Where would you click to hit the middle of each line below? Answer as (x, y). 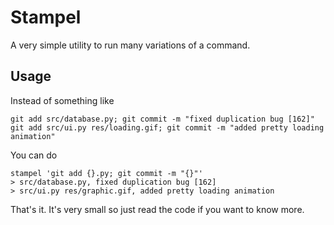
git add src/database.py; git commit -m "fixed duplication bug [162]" (162, 119)
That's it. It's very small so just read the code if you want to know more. (157, 209)
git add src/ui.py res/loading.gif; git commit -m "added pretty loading (167, 127)
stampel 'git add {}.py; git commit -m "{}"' (106, 173)
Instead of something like (62, 100)
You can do (34, 155)
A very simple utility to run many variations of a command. (130, 45)
